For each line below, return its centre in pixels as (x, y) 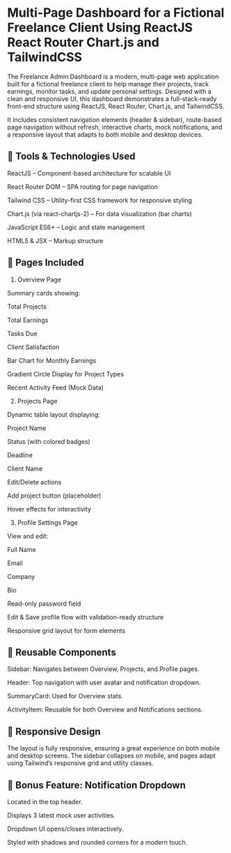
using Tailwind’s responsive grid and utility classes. (81, 763)
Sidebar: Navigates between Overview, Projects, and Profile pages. (103, 669)
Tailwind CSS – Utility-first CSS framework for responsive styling (100, 200)
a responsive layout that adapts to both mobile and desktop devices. (105, 135)
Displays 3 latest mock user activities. (62, 815)
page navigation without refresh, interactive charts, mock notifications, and (115, 127)
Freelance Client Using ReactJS (100, 28)
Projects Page (37, 401)
